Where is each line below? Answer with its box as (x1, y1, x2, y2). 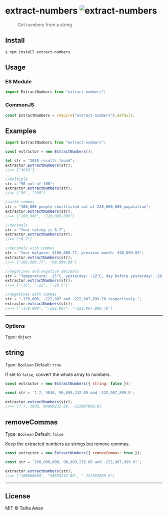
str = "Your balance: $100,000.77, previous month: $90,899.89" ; (5, 250, 144, 255)
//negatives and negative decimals (5, 269, 79, 274)
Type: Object (5, 334, 31, 340)
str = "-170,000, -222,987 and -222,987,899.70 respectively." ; (5, 297, 142, 302)
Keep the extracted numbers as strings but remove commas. (5, 441, 130, 447)
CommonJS (5, 101, 34, 108)
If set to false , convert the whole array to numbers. (5, 371, 111, 377)
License (5, 492, 30, 500)
